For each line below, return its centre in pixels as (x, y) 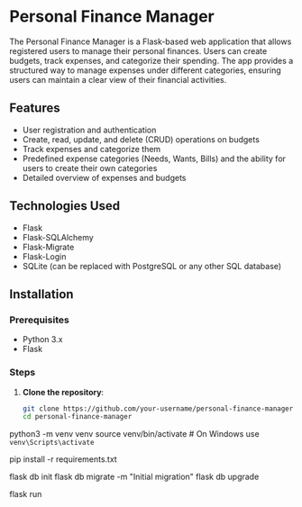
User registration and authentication (89, 130)
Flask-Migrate (48, 247)
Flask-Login (44, 256)
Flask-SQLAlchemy (58, 237)
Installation (41, 294)
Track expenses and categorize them (92, 149)
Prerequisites (39, 320)
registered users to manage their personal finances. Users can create (138, 50)
